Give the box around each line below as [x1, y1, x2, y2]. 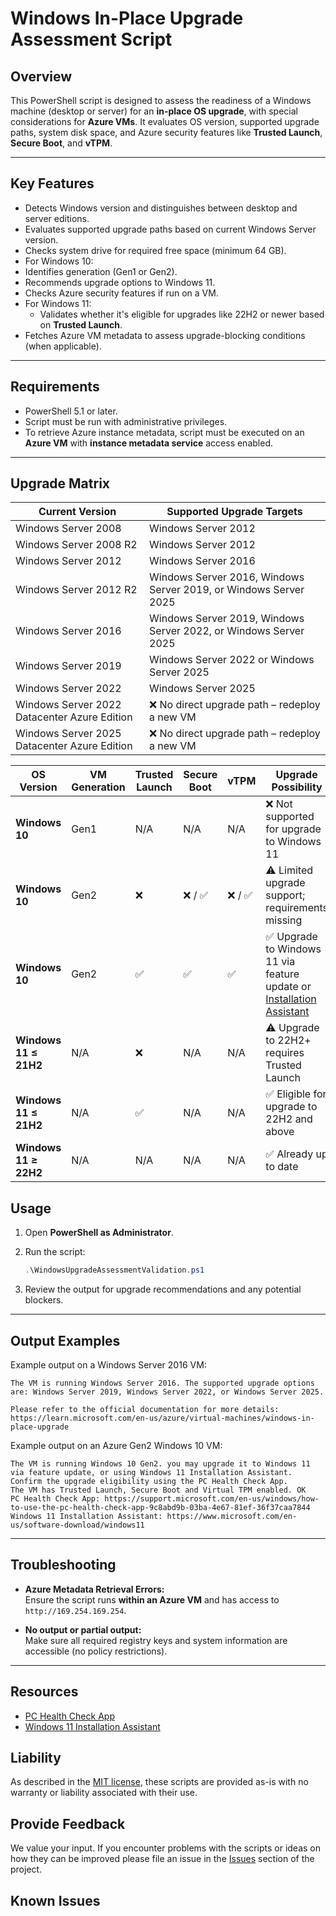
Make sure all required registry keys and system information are [24, 1634, 288, 1646]
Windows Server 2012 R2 [15, 583, 138, 597]
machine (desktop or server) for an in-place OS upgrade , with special [10, 105, 298, 117]
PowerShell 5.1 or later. [24, 405, 118, 417]
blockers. [24, 1294, 64, 1306]
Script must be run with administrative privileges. [24, 415, 228, 427]
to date [265, 1160, 299, 1174]
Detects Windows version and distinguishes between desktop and [24, 202, 298, 214]
